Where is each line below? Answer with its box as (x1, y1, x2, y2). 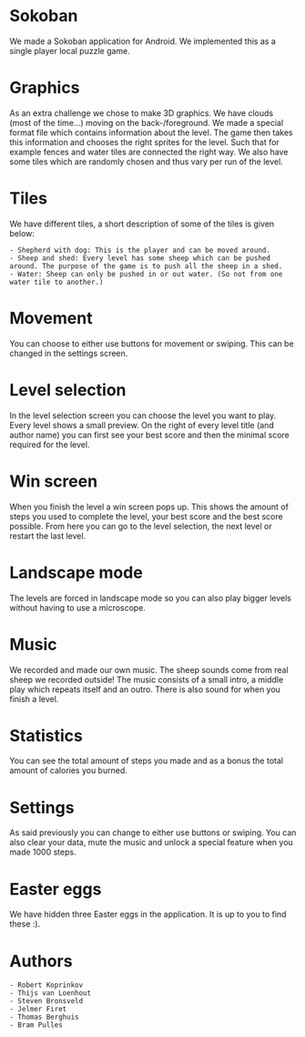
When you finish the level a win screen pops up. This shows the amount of (9, 501, 290, 512)
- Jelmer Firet (9, 1005, 67, 1014)
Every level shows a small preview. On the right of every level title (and (9, 419, 275, 430)
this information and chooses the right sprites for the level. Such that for (9, 136, 280, 147)
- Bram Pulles (9, 1021, 64, 1030)
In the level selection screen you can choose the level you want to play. (9, 410, 277, 421)
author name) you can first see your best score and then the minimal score (9, 429, 290, 440)
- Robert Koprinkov (9, 980, 84, 990)
